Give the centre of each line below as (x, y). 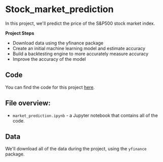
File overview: (28, 103)
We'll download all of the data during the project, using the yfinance (76, 149)
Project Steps (20, 33)
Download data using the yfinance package (58, 43)
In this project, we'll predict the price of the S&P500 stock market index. (80, 23)
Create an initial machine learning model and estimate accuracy (79, 48)
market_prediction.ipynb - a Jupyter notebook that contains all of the (85, 115)
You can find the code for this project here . (50, 87)
